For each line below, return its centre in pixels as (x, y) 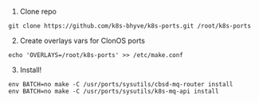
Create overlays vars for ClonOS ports (82, 40)
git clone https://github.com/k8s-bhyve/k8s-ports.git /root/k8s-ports (129, 26)
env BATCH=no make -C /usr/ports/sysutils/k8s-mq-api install (114, 91)
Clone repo (38, 11)
